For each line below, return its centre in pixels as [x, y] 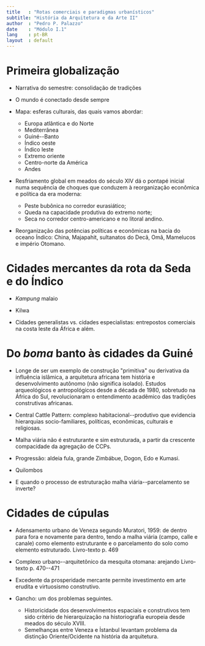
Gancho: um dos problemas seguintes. [64, 598]
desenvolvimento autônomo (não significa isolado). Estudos [91, 383]
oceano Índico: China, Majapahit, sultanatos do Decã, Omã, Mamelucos [105, 237]
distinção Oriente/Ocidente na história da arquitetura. [91, 636]
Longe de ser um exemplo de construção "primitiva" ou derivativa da [102, 370]
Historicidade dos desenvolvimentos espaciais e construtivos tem [107, 610]
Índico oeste [40, 143]
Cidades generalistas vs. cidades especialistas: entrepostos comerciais [105, 322]
